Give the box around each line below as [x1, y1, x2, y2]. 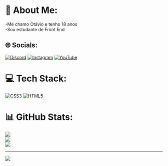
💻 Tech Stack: [5, 73, 67, 84]
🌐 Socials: [5, 41, 38, 50]
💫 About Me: [5, 5, 58, 16]
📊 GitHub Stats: [5, 111, 73, 122]
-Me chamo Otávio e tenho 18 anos [5, 21, 77, 27]
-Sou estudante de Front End [5, 26, 65, 32]
